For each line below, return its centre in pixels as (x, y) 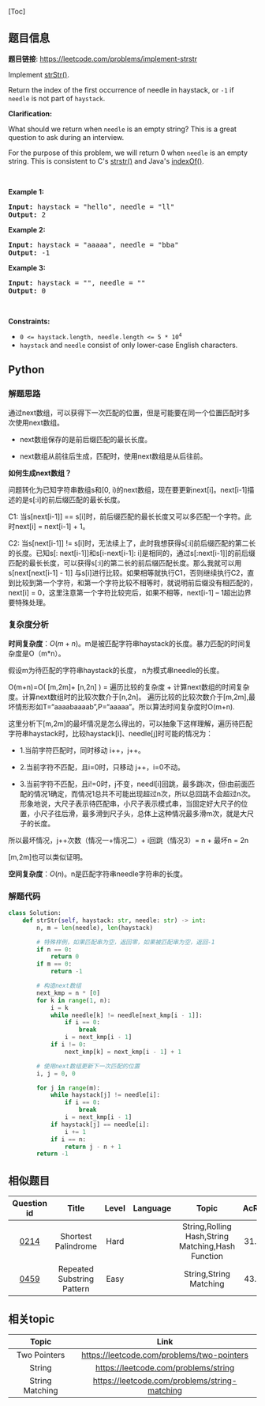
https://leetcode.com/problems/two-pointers (165, 1355)
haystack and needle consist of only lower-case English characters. (129, 345)
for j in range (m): (69, 1088)
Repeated (76, 1269)
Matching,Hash (207, 1246)
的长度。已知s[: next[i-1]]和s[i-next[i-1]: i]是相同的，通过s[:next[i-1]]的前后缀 (132, 553)
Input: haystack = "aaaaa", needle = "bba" (93, 245)
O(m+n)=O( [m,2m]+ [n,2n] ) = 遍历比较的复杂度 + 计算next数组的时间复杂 (129, 686)
